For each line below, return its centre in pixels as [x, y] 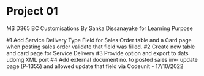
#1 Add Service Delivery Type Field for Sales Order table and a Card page [99, 40]
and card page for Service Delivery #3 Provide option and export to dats [97, 53]
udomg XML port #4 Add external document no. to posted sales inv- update [102, 59]
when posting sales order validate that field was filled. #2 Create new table [101, 47]
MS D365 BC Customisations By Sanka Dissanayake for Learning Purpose [100, 28]
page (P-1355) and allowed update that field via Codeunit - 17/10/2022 [95, 66]
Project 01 [32, 11]
